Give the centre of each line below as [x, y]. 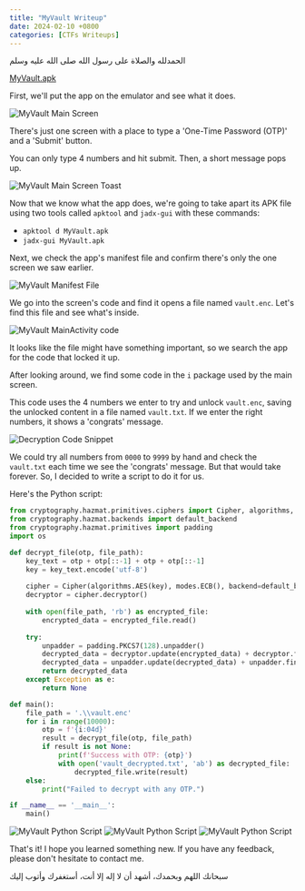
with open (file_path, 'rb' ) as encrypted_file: [117, 612]
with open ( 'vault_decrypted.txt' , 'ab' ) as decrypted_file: [174, 764]
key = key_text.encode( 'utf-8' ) [87, 570]
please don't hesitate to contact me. [77, 859]
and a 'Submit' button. [51, 141]
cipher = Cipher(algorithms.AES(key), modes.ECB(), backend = [143, 587]
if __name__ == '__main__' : [63, 805]
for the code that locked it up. [65, 358]
